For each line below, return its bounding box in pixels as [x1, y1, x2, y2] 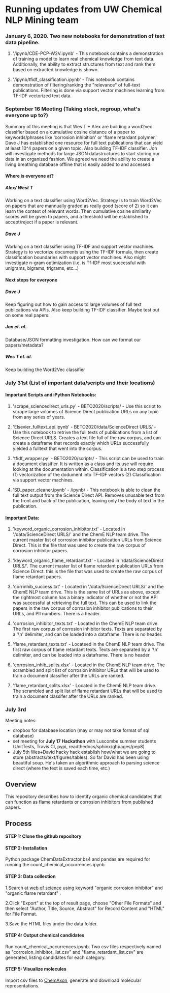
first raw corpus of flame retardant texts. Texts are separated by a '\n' [12, 646, 159, 652]
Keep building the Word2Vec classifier [5, 366, 85, 373]
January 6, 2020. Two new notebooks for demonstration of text [5, 33, 165, 40]
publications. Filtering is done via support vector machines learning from [12, 88, 165, 94]
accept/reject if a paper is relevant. [5, 219, 79, 225]
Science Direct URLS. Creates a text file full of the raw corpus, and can [12, 434, 161, 441]
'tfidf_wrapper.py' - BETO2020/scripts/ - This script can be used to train [12, 455, 164, 461]
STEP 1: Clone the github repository [5, 833, 82, 839]
